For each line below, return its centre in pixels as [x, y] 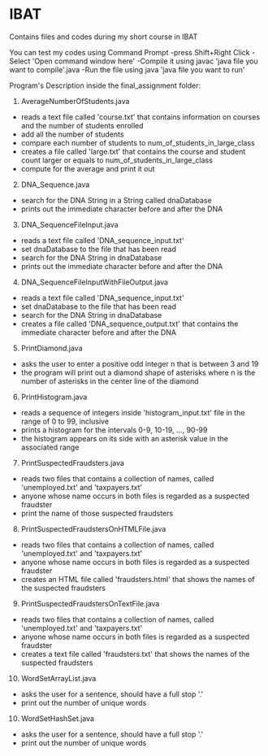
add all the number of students [72, 134]
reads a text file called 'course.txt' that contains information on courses [140, 117]
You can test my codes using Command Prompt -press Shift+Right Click [130, 52]
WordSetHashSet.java [58, 718]
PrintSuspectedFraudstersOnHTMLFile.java [93, 528]
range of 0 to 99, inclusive [65, 421]
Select [20, 61]
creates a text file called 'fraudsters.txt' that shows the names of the [135, 654]
